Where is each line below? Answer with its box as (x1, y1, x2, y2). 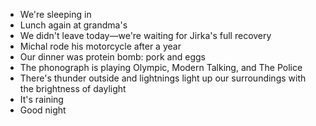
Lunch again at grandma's (19, 19, 128, 31)
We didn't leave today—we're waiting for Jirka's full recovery (19, 30, 272, 41)
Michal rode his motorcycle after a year (19, 40, 182, 52)
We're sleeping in (19, 9, 92, 20)
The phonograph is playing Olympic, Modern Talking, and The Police (19, 62, 303, 73)
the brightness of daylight (19, 83, 127, 94)
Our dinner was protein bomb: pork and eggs (19, 51, 206, 63)
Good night (19, 104, 67, 116)
